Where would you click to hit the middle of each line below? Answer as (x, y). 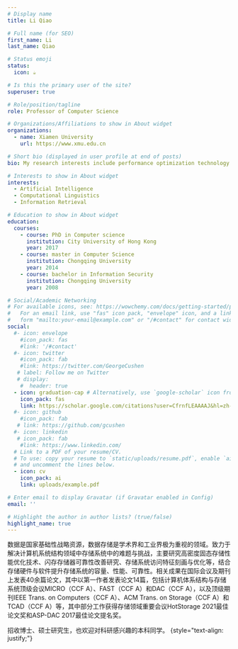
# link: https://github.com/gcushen (71, 426)
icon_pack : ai (41, 478)
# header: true (44, 386)
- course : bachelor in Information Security (87, 274)
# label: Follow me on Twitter (63, 373)
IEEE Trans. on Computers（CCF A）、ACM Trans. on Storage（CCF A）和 (121, 598)
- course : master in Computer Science (77, 255)
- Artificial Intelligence (53, 189)
